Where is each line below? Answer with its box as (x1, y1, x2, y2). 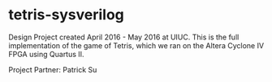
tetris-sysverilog (8, 6, 124, 24)
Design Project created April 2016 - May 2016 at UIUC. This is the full (8, 32, 240, 42)
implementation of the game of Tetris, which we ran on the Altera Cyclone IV (8, 40, 265, 50)
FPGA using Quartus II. (8, 49, 84, 59)
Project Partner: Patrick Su (8, 64, 97, 74)
